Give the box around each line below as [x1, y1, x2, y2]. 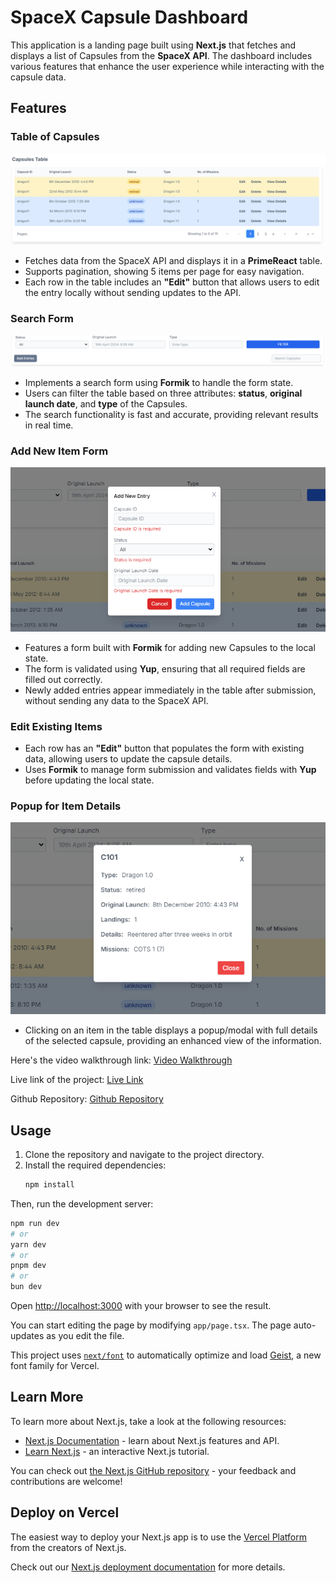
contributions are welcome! [10, 1475, 123, 1487]
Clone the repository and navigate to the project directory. [24, 1149, 265, 1161]
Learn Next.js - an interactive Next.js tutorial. [24, 1445, 210, 1457]
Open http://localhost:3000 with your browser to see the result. [10, 1300, 272, 1312]
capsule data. [10, 71, 67, 83]
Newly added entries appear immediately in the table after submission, [24, 684, 317, 696]
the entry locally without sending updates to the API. [24, 287, 242, 299]
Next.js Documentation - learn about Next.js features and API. [24, 1434, 280, 1446]
